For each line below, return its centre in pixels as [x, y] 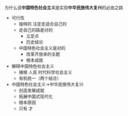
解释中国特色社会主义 [33, 66]
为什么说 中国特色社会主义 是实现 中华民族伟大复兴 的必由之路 [64, 7]
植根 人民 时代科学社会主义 [45, 72]
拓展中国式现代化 [36, 96]
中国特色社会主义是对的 [42, 48]
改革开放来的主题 [43, 54]
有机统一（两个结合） [40, 78]
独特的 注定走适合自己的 [43, 24]
